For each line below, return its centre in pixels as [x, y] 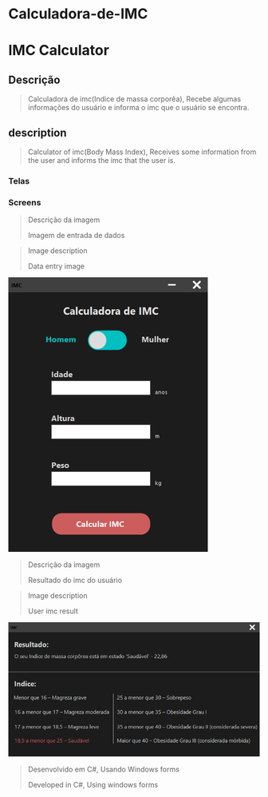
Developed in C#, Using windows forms [93, 785]
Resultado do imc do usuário [75, 581]
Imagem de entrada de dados [76, 236]
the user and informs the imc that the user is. [101, 160]
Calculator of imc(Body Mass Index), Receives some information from [142, 152]
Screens [25, 202]
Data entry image [56, 266]
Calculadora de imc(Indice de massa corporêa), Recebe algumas [134, 99]
